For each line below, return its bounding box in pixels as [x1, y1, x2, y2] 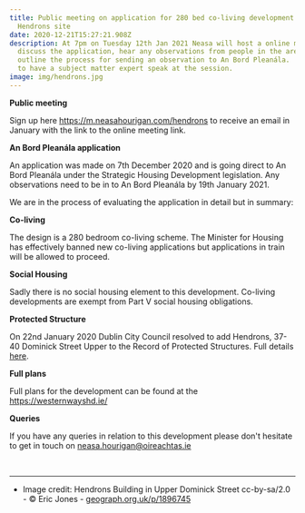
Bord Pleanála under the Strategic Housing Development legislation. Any [9, 169, 280, 180]
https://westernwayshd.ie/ [9, 395, 108, 406]
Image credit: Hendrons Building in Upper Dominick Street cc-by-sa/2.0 [22, 483, 290, 495]
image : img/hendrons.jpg [9, 73, 103, 82]
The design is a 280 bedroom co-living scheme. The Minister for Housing [9, 232, 284, 242]
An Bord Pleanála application [9, 142, 121, 153]
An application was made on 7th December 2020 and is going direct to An [9, 160, 287, 171]
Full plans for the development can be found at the [9, 385, 198, 396]
